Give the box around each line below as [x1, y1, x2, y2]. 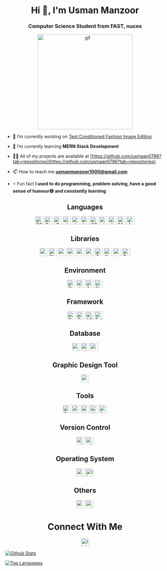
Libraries [70, 234, 100, 243]
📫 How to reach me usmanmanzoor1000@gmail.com [12, 169, 128, 175]
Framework [66, 297, 104, 306]
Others [74, 486, 96, 495]
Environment [64, 266, 106, 275]
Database [69, 329, 101, 338]
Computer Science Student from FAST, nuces [28, 23, 142, 30]
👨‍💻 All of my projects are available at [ [12, 153, 92, 159]
